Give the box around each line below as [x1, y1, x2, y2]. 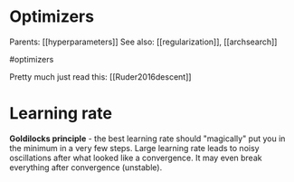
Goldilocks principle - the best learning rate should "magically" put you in [9, 133, 286, 144]
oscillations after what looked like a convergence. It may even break [9, 152, 262, 163]
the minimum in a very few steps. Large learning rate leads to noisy [9, 142, 260, 153]
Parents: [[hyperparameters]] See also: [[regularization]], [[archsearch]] [9, 36, 278, 47]
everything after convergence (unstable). [9, 161, 163, 173]
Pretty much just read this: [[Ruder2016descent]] [9, 71, 192, 82]
